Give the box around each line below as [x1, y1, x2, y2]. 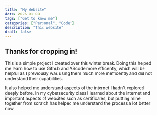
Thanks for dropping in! [5, 47, 78, 56]
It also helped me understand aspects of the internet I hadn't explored [5, 85, 144, 91]
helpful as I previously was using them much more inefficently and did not [5, 71, 152, 76]
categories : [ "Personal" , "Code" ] [5, 20, 75, 26]
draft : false [5, 29, 31, 34]
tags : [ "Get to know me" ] [5, 16, 57, 21]
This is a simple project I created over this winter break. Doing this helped [5, 60, 152, 66]
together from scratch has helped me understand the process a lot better [5, 100, 151, 106]
